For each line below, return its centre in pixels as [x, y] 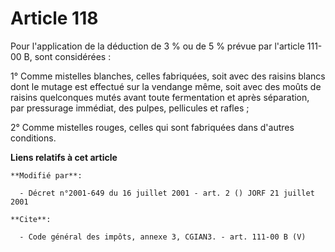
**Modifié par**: [46, 175]
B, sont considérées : [67, 56]
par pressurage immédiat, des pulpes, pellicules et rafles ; [130, 108]
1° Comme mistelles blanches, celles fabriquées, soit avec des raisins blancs [168, 76]
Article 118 [54, 18]
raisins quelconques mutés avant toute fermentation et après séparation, [160, 97]
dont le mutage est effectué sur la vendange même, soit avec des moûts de [166, 86]
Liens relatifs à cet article [64, 157]
